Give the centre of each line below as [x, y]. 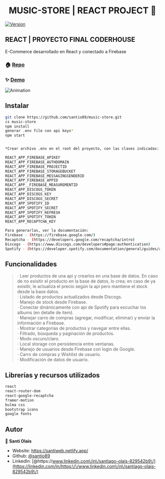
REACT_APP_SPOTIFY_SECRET [31, 208]
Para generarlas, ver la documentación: [47, 231]
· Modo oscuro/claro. [38, 339]
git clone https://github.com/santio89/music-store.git [63, 117]
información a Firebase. [41, 323]
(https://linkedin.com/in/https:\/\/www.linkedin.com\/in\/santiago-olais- [84, 466]
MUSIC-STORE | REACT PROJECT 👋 [82, 11]
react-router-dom [23, 391]
